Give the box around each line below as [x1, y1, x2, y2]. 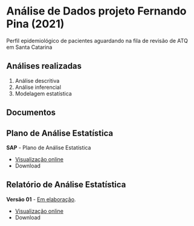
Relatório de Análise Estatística [6, 179, 126, 190]
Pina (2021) [6, 17, 65, 31]
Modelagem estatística [15, 89, 73, 97]
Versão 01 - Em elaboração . [6, 195, 76, 203]
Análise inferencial [15, 83, 62, 91]
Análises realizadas [6, 61, 82, 71]
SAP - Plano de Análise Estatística [6, 144, 91, 151]
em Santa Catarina [6, 44, 53, 51]
